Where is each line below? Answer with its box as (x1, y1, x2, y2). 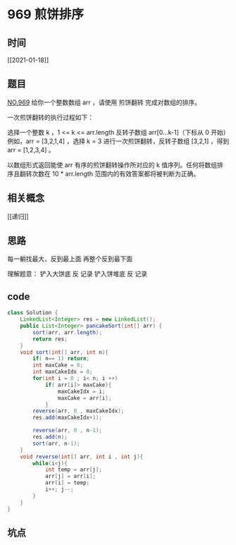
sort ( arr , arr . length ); (32, 329, 102, 336)
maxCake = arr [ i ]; (57, 394, 112, 402)
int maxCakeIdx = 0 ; (32, 368, 93, 376)
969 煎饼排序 (7, 6, 85, 23)
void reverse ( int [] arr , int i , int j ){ (20, 453, 143, 460)
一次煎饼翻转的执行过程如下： (7, 113, 94, 121)
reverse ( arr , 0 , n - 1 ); (32, 427, 102, 434)
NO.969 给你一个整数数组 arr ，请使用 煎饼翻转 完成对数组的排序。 (7, 98, 201, 106)
